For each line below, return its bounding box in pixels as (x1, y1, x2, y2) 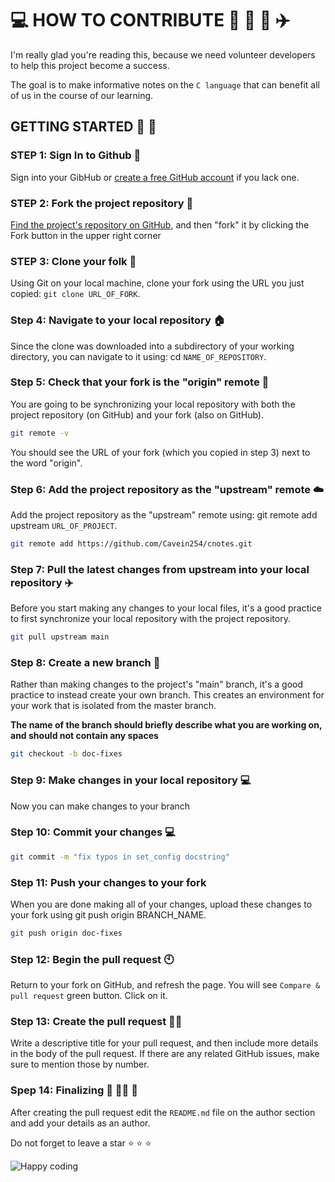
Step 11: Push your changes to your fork (10, 875, 207, 889)
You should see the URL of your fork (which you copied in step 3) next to (10, 446, 311, 458)
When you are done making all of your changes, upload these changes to (10, 898, 313, 910)
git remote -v (10, 428, 70, 438)
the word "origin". (10, 457, 83, 469)
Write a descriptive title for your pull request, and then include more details (10, 1037, 319, 1049)
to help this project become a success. (10, 59, 170, 71)
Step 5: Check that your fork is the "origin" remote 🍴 (10, 375, 270, 389)
